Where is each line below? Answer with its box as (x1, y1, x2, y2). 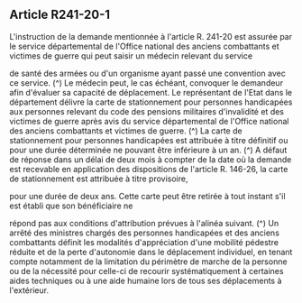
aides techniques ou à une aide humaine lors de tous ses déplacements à (9, 275, 282, 286)
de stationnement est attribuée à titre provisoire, (9, 173, 188, 184)
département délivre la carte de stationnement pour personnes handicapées (9, 96, 293, 107)
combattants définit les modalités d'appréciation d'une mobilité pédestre (9, 236, 279, 247)
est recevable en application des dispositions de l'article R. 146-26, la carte (9, 163, 288, 174)
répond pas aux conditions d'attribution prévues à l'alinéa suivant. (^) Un (9, 217, 279, 228)
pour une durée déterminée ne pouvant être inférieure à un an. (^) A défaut (9, 144, 288, 155)
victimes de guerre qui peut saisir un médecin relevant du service (9, 50, 253, 61)
